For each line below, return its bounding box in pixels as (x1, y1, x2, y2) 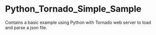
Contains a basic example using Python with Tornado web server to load (5, 19, 152, 25)
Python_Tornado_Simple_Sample (5, 3, 142, 15)
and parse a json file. (5, 24, 47, 30)
